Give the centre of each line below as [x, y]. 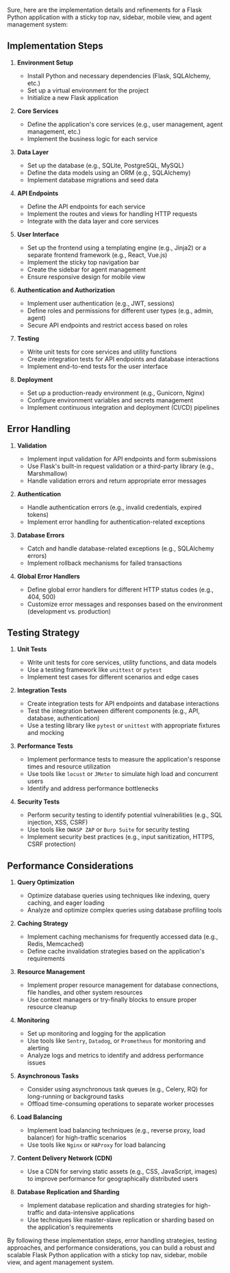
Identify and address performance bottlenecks [93, 788]
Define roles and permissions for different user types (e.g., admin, [120, 311]
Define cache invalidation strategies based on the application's [116, 951]
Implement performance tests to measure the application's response [124, 760]
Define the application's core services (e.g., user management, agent [125, 124]
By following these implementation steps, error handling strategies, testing [112, 1241]
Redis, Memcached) [55, 944]
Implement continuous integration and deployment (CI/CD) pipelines [124, 407]
